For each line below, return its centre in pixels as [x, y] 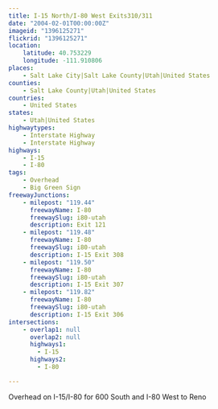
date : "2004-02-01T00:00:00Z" [59, 23]
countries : [27, 98]
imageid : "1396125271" [46, 31]
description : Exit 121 [68, 225]
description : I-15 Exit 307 [77, 285]
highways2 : [48, 360]
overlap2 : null [55, 337]
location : [25, 46]
